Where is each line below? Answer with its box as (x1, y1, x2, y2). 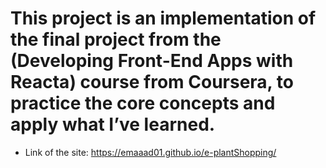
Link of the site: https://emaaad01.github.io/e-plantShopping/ (24, 146, 277, 158)
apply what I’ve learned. (10, 113, 216, 136)
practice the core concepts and (10, 92, 276, 115)
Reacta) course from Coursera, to (10, 71, 294, 94)
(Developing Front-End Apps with (10, 50, 294, 72)
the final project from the (10, 28, 222, 51)
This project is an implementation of (10, 7, 317, 30)
